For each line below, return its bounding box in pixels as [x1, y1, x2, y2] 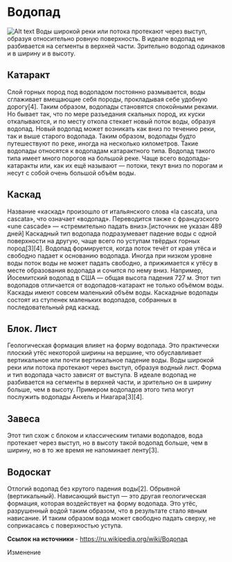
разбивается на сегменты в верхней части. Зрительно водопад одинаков [7, 42, 225, 50]
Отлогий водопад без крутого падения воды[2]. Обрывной [7, 484, 181, 493]
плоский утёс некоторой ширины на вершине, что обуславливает [7, 349, 202, 357]
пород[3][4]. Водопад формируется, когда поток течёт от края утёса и [7, 244, 217, 252]
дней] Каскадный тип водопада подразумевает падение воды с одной [7, 229, 217, 238]
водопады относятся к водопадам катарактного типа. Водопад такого [7, 146, 215, 155]
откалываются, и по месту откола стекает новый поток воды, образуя [7, 117, 216, 125]
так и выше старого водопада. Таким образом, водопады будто [7, 132, 196, 140]
